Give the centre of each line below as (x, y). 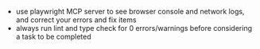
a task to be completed (53, 36)
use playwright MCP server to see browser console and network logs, (130, 11)
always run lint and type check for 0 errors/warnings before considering (134, 28)
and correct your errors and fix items (76, 20)
